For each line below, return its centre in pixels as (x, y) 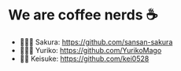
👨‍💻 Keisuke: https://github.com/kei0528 (84, 59)
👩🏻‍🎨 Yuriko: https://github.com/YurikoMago (90, 50)
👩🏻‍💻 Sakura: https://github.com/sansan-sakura (96, 42)
